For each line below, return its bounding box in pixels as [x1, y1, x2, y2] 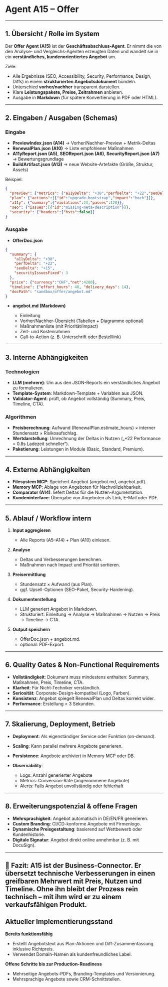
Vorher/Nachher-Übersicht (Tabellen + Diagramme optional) [19, 318, 144, 324]
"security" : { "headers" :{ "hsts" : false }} [9, 209, 95, 214]
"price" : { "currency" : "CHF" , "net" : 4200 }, [9, 279, 97, 285]
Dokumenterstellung [12, 596, 56, 603]
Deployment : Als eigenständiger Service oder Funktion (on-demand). [12, 733, 156, 739]
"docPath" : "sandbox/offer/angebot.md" [9, 289, 93, 294]
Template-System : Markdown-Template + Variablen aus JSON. [12, 390, 143, 396]
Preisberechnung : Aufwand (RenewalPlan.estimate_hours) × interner [12, 425, 156, 431]
